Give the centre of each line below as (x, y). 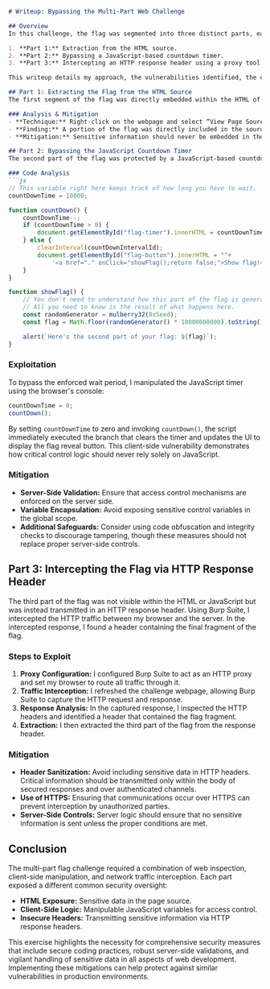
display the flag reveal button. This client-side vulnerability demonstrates (129, 445)
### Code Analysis (39, 173)
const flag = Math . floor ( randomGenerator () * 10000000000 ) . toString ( (142, 322)
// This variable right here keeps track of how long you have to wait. (133, 188)
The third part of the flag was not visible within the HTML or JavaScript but (132, 601)
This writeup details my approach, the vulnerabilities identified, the (133, 78)
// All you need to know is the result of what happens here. (129, 307)
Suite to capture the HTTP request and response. (101, 699)
